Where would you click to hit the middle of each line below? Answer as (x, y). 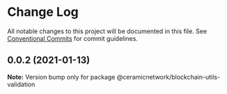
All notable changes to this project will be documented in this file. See (107, 31)
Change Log (43, 12)
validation (21, 84)
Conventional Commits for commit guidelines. (72, 38)
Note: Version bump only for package (61, 77)
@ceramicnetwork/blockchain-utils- (169, 77)
